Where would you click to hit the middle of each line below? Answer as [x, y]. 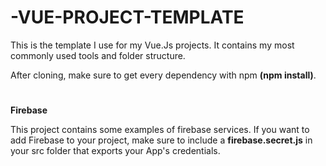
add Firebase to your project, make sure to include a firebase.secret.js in [161, 140]
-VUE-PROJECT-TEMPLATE [127, 17]
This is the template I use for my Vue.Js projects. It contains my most [152, 45]
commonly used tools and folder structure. [98, 55]
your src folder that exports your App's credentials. [115, 151]
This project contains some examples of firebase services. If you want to [160, 130]
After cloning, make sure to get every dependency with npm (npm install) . [163, 75]
